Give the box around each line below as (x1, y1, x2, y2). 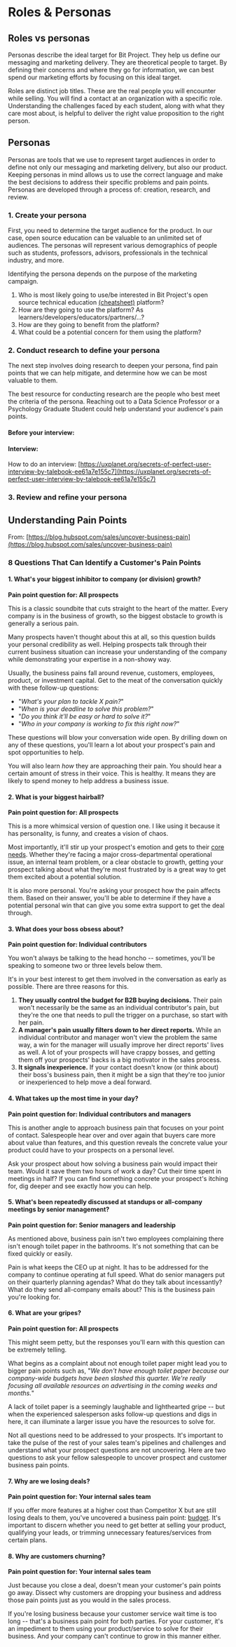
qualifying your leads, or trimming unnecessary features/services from (8, 1528, 212, 1537)
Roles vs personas (8, 32, 90, 44)
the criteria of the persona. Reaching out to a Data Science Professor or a (8, 397, 220, 406)
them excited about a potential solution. (8, 873, 122, 881)
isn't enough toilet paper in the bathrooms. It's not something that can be (8, 1241, 219, 1250)
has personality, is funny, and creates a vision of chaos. (8, 829, 169, 838)
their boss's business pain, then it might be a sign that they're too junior (18, 1071, 225, 1079)
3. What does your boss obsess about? (8, 924, 124, 933)
